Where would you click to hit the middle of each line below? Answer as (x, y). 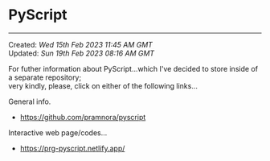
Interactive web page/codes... (58, 132)
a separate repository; (45, 77)
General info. (30, 101)
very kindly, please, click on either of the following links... (103, 85)
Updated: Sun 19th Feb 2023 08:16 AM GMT (82, 53)
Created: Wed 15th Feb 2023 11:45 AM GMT (80, 44)
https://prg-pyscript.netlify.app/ (72, 148)
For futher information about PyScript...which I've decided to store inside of (133, 68)
